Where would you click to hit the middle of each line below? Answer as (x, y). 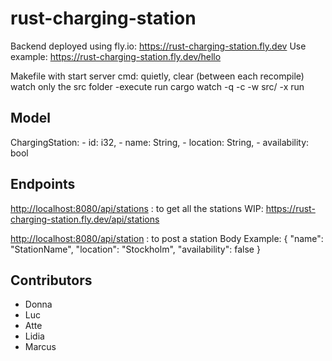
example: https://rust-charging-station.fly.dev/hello (116, 56)
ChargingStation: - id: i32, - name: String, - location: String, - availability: (160, 142)
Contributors (51, 280)
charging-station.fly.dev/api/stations (85, 219)
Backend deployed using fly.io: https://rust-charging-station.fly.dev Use (158, 46)
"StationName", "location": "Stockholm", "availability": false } (135, 249)
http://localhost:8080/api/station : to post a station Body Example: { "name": (167, 238)
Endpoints (43, 184)
